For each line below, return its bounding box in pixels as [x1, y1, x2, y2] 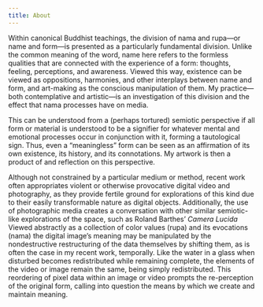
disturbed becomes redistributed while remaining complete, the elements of [8, 256, 254, 265]
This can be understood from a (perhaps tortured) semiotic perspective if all [8, 115, 256, 124]
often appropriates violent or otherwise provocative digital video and [8, 180, 231, 190]
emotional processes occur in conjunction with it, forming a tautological [8, 131, 240, 142]
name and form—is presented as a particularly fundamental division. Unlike [8, 41, 253, 51]
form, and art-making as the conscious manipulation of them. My [8, 83, 219, 93]
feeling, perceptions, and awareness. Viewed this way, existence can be [8, 66, 243, 76]
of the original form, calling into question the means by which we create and [8, 281, 255, 290]
